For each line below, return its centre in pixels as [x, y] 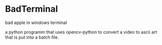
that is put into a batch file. [32, 37]
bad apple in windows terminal [36, 22]
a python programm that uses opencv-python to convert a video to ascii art [81, 32]
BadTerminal [31, 9]
